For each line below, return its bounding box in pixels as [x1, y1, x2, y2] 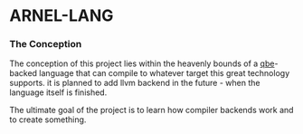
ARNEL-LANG [9, 5, 114, 26]
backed [9, 68, 38, 79]
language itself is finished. [9, 87, 108, 98]
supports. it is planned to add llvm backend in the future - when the [9, 78, 260, 89]
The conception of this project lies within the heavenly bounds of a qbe [9, 58, 275, 69]
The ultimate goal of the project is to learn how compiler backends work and [9, 105, 294, 116]
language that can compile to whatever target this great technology [39, 68, 290, 79]
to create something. [9, 114, 87, 125]
